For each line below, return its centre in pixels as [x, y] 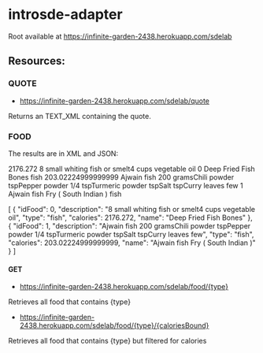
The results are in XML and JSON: [63, 153]
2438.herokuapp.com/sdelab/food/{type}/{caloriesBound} [114, 325]
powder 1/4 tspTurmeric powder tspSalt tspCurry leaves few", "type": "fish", [131, 234]
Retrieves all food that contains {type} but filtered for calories [107, 341]
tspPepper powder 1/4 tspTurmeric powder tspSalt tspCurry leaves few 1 [126, 185]
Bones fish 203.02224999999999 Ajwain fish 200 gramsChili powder [121, 177]
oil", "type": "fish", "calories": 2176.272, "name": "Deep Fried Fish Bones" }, [131, 217]
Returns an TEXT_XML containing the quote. [80, 116]
